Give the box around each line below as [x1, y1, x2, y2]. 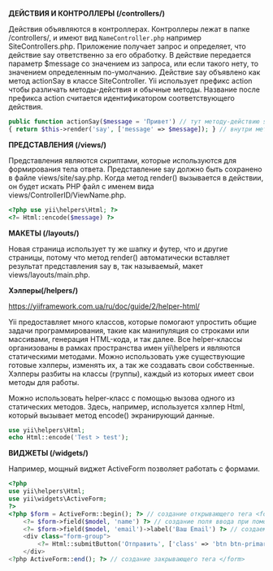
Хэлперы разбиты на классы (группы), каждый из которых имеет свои [8, 369, 254, 379]
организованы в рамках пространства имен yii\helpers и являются [8, 343, 241, 353]
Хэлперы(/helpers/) [8, 285, 79, 295]
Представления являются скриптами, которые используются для [8, 155, 237, 165]
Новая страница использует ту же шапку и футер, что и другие [8, 244, 228, 253]
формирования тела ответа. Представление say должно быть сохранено [8, 164, 262, 174]
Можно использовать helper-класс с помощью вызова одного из [8, 393, 236, 403]
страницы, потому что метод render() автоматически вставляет [8, 253, 230, 262]
